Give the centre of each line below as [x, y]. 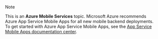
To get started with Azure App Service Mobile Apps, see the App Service [79, 26]
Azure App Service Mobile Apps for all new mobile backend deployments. [79, 21]
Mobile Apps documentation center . [41, 32]
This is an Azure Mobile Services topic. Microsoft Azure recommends [76, 16]
